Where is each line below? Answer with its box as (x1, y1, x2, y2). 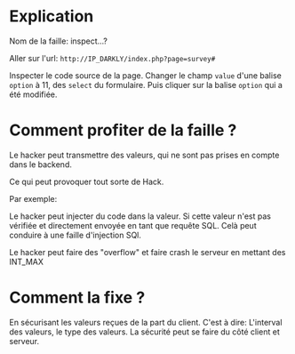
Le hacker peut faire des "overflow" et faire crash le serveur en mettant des (9, 246, 286, 257)
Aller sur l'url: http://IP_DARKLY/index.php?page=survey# (9, 52, 216, 63)
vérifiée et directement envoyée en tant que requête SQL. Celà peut (9, 220, 257, 230)
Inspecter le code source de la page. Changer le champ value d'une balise (9, 69, 282, 81)
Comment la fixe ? (9, 287, 146, 308)
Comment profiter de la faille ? (9, 120, 237, 141)
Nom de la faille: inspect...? (9, 36, 108, 46)
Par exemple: (9, 193, 58, 204)
